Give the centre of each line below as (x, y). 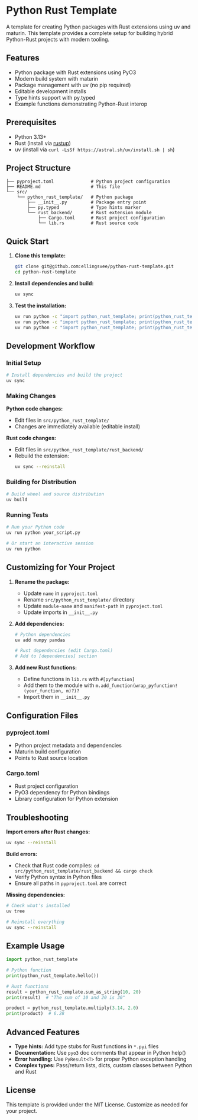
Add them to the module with (59, 685)
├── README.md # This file (63, 187)
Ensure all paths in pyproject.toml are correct (71, 883)
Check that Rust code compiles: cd (57, 865)
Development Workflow (51, 346)
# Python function (29, 971)
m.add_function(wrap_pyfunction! (137, 686)
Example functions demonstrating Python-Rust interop (81, 104)
